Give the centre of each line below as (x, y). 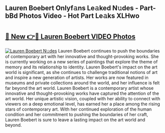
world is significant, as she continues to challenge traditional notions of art (82, 72)
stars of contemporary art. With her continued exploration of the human (79, 109)
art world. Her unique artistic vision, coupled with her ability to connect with (83, 99)
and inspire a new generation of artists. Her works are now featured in (77, 77)
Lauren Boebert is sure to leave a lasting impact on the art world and (75, 120)
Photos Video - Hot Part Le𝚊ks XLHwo (79, 16)
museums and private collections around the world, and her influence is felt (82, 83)
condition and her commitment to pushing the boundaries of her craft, (77, 114)
